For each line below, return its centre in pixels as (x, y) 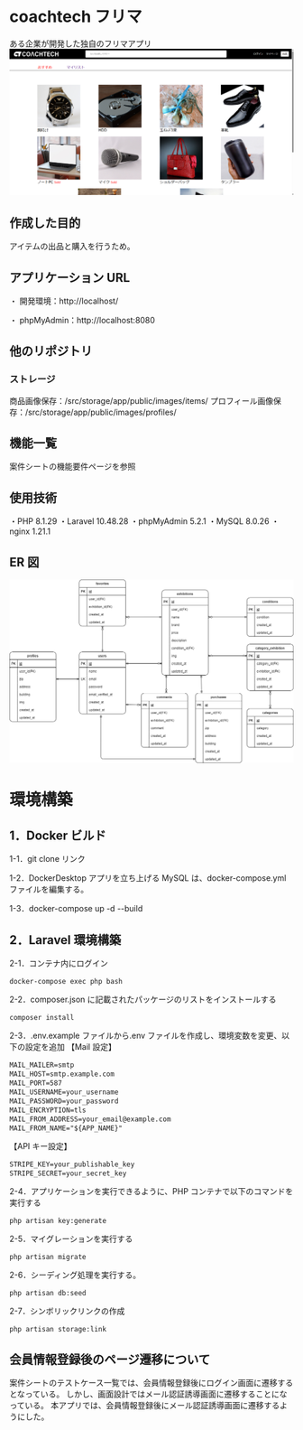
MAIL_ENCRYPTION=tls (48, 1110)
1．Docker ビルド (58, 835)
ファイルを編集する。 (49, 890)
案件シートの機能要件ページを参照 (73, 467)
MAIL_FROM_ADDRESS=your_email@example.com (90, 1119)
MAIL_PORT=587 (36, 1083)
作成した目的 (45, 223)
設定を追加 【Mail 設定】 (71, 1047)
